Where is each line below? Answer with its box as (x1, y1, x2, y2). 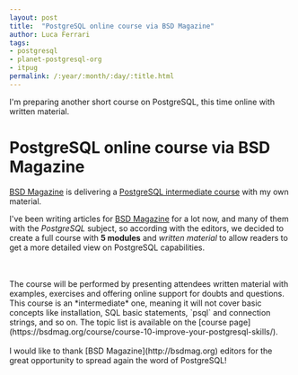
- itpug (9, 64, 39, 73)
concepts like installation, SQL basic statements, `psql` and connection (9, 307, 271, 317)
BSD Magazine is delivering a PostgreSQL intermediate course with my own (9, 186, 289, 197)
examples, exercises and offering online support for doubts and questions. (9, 288, 285, 299)
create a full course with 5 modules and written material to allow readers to (9, 232, 289, 243)
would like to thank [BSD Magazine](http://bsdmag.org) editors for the (13, 345, 273, 356)
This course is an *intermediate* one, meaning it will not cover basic (9, 298, 262, 308)
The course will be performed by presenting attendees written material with (9, 278, 289, 289)
